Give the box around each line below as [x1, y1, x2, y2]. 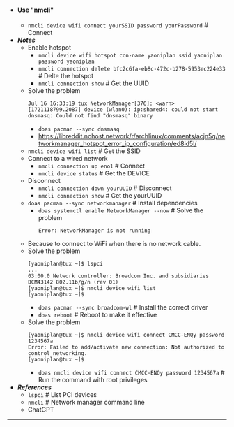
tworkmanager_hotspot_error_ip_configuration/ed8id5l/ [38, 140, 197, 148]
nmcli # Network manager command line [27, 398, 145, 407]
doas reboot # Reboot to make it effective [38, 311, 157, 319]
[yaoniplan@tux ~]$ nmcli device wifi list [27, 285, 157, 292]
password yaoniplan [38, 58, 95, 66]
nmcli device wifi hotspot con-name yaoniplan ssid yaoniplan [38, 52, 223, 59]
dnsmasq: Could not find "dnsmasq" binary [27, 113, 153, 120]
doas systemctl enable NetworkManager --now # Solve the [38, 206, 204, 215]
